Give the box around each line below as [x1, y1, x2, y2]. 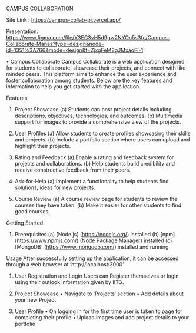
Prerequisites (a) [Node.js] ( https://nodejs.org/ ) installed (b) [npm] [14, 231, 175, 238]
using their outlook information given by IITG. [14, 279, 125, 285]
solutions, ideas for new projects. [14, 184, 96, 191]
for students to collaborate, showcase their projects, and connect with [6, 64, 177, 71]
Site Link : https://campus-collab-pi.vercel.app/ [6, 17, 121, 23]
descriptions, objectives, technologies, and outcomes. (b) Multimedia [14, 112, 182, 119]
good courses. [14, 208, 50, 215]
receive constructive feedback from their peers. [14, 166, 131, 173]
